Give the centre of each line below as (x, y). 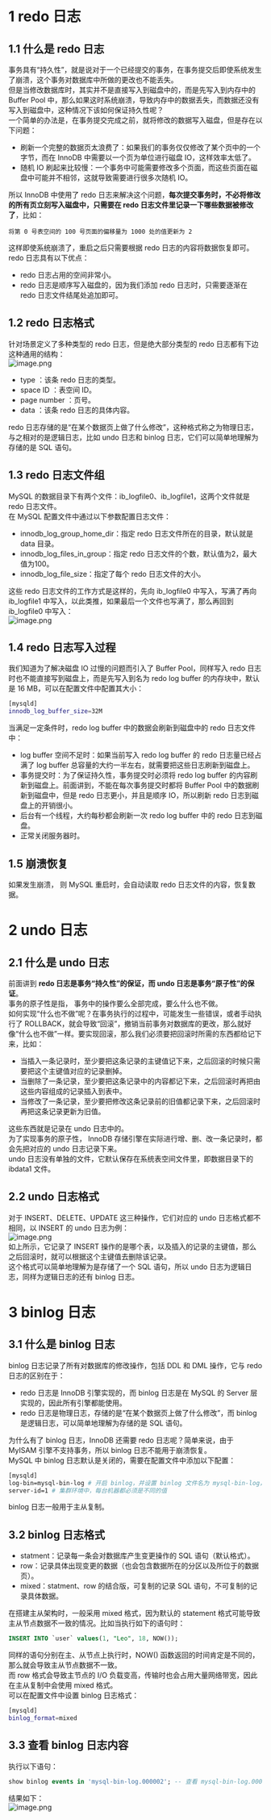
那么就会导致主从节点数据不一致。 (65, 1665)
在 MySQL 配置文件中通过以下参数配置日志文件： (90, 516)
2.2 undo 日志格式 (54, 1197)
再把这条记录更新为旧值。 (63, 1111)
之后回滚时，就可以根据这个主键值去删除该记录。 (90, 1256)
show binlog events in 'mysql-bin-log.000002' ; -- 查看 (103, 1781)
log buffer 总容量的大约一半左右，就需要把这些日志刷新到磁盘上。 (145, 765)
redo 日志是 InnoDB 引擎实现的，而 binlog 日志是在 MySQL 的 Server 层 (139, 1392)
